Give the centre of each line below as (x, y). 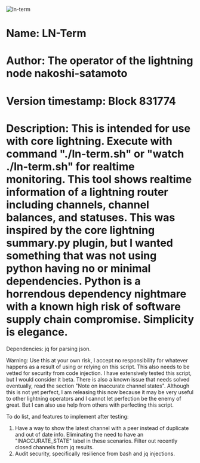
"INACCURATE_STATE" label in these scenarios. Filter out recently (96, 441)
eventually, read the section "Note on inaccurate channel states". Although (98, 386)
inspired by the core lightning (81, 230)
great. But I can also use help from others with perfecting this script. (90, 405)
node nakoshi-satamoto (67, 73)
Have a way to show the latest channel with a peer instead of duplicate (102, 428)
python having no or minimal (79, 268)
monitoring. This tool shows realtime (99, 179)
